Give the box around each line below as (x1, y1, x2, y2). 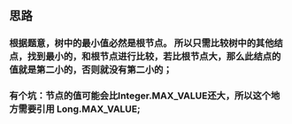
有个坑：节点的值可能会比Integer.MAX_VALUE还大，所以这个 (9, 89, 272, 102)
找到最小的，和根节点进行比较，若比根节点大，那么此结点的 (27, 50, 281, 63)
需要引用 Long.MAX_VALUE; (18, 103, 141, 115)
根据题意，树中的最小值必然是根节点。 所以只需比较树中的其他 (9, 37, 274, 50)
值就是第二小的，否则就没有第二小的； (9, 64, 173, 76)
